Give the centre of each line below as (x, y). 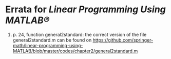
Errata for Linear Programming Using (85, 9)
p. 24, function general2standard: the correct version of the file (80, 34)
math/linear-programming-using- (48, 45)
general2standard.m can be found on (52, 40)
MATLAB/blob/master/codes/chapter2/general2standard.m (75, 51)
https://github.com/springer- (123, 40)
